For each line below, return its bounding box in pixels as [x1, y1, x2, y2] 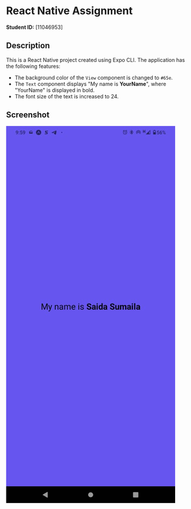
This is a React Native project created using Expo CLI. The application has [6, 56, 185, 63]
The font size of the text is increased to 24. [14, 92, 119, 100]
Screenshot [6, 110, 50, 120]
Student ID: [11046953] [6, 24, 63, 31]
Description [6, 41, 50, 51]
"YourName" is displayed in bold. [14, 87, 95, 94]
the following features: [6, 62, 61, 70]
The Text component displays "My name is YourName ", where [14, 80, 166, 87]
